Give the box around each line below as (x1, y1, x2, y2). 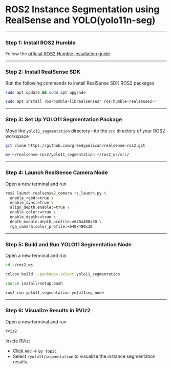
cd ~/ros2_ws (5, 262, 33, 267)
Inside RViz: (5, 338, 31, 344)
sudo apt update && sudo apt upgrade (5, 90, 86, 95)
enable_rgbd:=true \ (10, 196, 54, 201)
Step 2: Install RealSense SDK (5, 68, 81, 75)
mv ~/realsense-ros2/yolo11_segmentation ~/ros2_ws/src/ (5, 152, 130, 157)
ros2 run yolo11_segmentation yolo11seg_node (5, 290, 104, 295)
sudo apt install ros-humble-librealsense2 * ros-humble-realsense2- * (5, 99, 157, 104)
